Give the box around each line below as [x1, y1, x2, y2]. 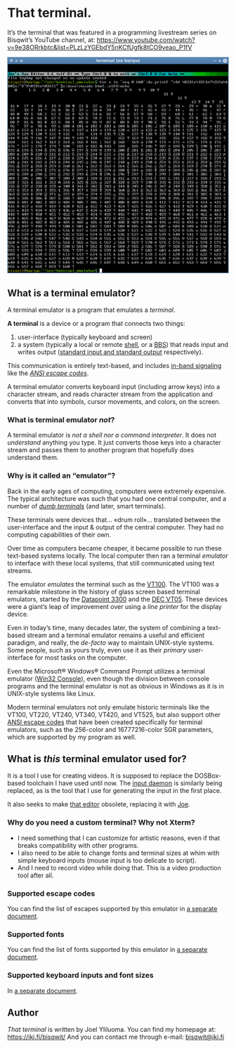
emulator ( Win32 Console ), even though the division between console [7, 674, 209, 683]
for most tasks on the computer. [34, 653, 128, 662]
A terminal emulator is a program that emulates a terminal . [7, 306, 176, 314]
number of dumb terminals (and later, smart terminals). [7, 502, 166, 510]
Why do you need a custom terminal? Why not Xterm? [7, 818, 195, 827]
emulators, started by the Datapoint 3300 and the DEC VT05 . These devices [7, 595, 228, 603]
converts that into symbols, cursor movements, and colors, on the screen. [7, 397, 221, 405]
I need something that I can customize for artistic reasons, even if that [17, 834, 221, 842]
